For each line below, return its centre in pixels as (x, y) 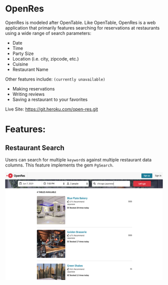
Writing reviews (28, 94)
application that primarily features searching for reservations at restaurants (82, 27)
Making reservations (33, 88)
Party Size (23, 53)
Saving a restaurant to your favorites (50, 99)
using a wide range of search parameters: (48, 33)
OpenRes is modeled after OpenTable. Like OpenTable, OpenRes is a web (80, 22)
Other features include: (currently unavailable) (55, 79)
